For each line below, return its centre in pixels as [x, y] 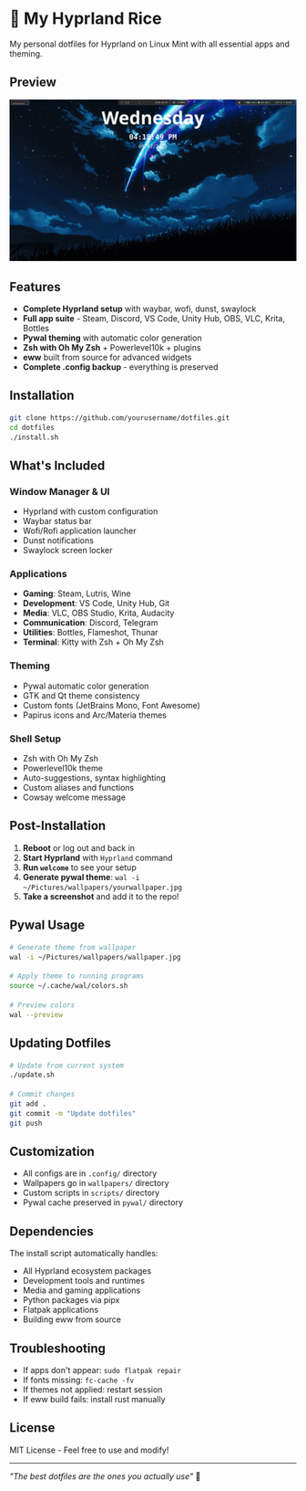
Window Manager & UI [60, 491]
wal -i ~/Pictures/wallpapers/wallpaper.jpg [95, 957]
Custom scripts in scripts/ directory [91, 1193]
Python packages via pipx [71, 1300]
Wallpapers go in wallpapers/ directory [96, 1183]
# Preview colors [42, 1005]
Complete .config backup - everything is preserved [120, 367]
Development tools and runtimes [84, 1281]
